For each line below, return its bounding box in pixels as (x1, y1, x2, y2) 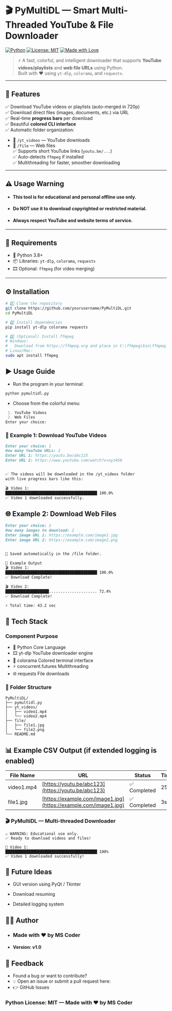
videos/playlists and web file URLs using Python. (17, 64, 123, 70)
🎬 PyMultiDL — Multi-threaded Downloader (5, 818, 116, 825)
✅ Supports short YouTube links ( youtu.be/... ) (12, 148, 113, 154)
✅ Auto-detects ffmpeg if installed (12, 153, 84, 160)
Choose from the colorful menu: (12, 400, 80, 406)
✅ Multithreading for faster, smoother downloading (12, 159, 120, 166)
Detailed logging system (12, 901, 64, 907)
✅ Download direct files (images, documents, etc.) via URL (5, 109, 129, 115)
